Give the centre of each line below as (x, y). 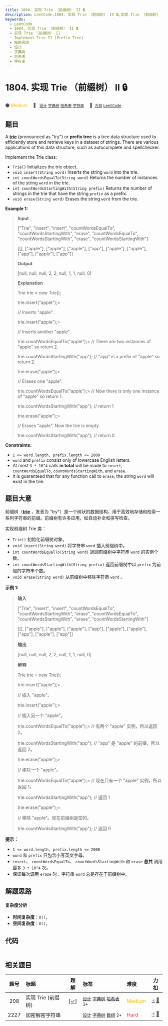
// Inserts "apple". (35, 312)
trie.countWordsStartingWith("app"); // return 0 (66, 435)
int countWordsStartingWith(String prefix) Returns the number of (82, 188)
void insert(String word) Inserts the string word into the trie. (75, 172)
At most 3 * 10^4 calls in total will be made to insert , (67, 466)
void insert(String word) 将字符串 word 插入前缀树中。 (70, 545)
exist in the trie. (28, 481)
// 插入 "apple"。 (35, 695)
